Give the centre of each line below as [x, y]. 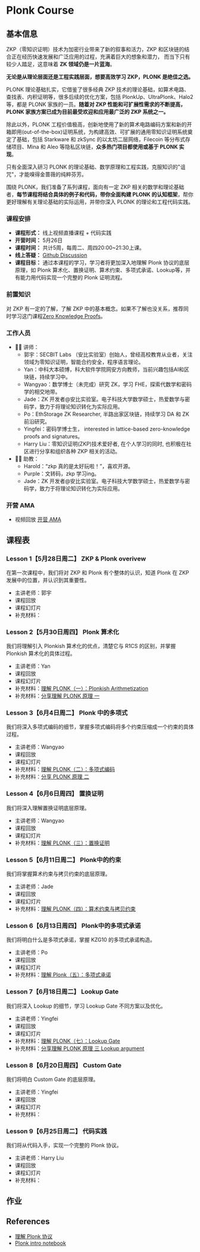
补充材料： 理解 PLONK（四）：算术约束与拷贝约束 [75, 909]
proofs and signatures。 [53, 436]
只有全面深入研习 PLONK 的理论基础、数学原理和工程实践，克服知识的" [93, 167]
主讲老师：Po [31, 952]
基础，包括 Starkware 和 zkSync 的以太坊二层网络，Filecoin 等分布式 [101, 139]
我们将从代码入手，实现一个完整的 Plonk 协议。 [64, 1145]
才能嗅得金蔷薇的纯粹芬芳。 [53, 174]
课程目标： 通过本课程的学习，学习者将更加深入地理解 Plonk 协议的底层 [102, 263]
